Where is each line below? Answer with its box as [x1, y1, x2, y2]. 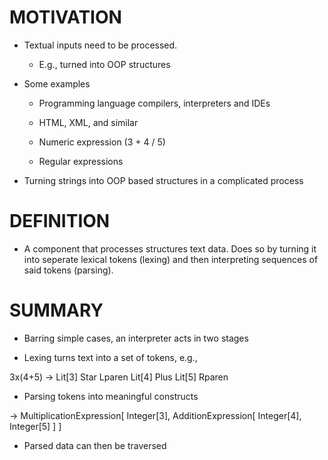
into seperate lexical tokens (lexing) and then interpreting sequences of [23, 253, 319, 265]
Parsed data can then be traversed [23, 439, 167, 451]
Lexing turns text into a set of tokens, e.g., [23, 351, 198, 363]
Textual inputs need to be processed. [23, 39, 178, 51]
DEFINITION [9, 210, 111, 233]
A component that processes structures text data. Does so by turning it [23, 242, 317, 255]
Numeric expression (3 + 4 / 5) [38, 136, 166, 148]
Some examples [23, 77, 91, 90]
